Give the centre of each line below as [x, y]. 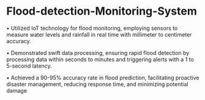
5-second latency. [29, 66]
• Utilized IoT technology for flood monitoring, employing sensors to [92, 28]
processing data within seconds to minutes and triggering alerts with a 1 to [100, 59]
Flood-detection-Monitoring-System [102, 11]
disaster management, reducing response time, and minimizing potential [97, 84]
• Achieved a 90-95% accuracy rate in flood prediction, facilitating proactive [103, 77]
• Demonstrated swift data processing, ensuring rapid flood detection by [98, 52]
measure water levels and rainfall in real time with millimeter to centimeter [99, 34]
